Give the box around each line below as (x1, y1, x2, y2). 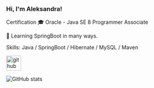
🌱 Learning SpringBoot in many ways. (6, 32, 98, 40)
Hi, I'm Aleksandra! (6, 5, 62, 13)
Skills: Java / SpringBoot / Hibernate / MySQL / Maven (6, 44, 139, 51)
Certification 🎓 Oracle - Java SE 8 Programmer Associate (6, 18, 149, 26)
